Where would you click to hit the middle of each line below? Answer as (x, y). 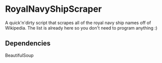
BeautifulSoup (19, 55)
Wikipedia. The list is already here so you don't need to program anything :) (81, 28)
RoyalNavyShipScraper (54, 9)
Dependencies (28, 44)
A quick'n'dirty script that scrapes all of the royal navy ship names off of (78, 23)
